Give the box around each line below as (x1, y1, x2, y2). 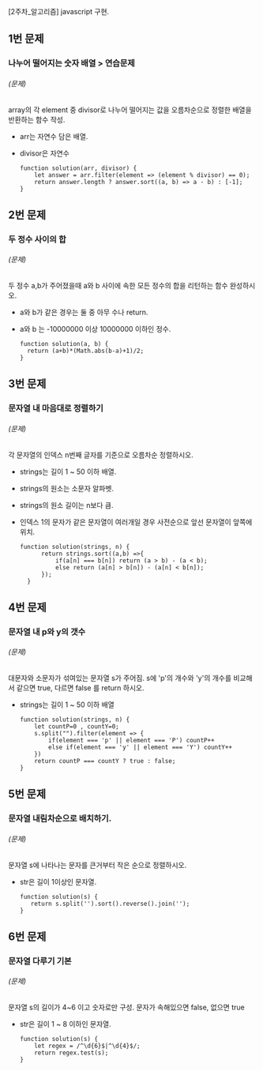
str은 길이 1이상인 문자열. (19, 877, 97, 886)
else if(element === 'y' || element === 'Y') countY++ (48, 743, 233, 752)
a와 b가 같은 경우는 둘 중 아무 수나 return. (19, 307, 148, 318)
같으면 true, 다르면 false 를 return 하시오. (16, 683, 145, 693)
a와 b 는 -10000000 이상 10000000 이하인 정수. (19, 325, 171, 334)
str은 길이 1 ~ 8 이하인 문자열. (19, 1020, 112, 1029)
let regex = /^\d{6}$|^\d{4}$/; (34, 1042, 141, 1050)
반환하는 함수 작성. (8, 115, 66, 124)
